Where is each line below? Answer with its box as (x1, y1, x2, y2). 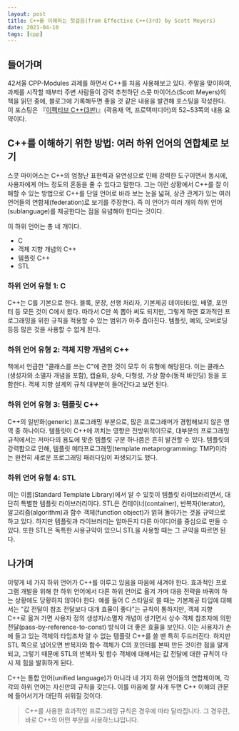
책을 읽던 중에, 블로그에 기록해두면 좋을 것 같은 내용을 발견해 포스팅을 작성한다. (7, 97, 226, 106)
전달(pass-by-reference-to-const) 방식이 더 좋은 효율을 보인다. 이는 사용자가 (7, 622, 225, 631)
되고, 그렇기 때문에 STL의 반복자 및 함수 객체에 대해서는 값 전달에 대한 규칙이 (7, 649, 220, 657)
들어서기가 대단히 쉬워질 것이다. (14, 691, 103, 700)
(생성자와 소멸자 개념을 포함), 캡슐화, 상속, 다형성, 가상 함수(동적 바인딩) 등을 (7, 371, 220, 380)
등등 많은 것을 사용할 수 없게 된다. (7, 326, 101, 334)
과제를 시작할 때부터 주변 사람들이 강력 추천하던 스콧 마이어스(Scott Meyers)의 (7, 88, 226, 96)
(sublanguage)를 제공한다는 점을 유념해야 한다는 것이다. (7, 206, 165, 215)
